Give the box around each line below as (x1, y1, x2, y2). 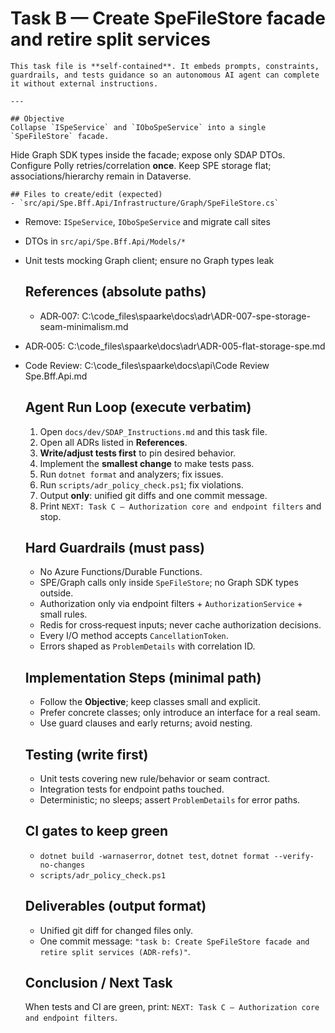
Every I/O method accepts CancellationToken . (39, 630, 229, 642)
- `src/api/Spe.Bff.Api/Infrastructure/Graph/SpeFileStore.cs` (10, 198, 280, 208)
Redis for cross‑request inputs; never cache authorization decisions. (39, 619, 322, 631)
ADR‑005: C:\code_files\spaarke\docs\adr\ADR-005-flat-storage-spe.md (24, 340, 326, 352)
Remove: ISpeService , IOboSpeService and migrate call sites (24, 215, 271, 227)
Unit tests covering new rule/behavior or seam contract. (39, 773, 271, 784)
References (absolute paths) (24, 283, 207, 301)
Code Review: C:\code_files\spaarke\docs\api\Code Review (24, 359, 270, 371)
